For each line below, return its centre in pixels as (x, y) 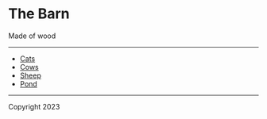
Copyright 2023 (34, 106)
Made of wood (32, 36)
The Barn (39, 14)
